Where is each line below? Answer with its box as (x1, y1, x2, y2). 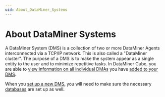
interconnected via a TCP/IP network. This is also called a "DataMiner (5, 50, 147, 56)
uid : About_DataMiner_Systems (5, 7, 68, 12)
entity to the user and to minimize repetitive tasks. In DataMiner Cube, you (5, 60, 157, 67)
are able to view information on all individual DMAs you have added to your (5, 66, 158, 72)
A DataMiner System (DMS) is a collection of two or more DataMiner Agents (5, 45, 160, 51)
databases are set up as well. (5, 86, 65, 92)
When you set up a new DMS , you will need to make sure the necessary (5, 81, 152, 87)
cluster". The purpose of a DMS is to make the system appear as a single (5, 55, 154, 61)
